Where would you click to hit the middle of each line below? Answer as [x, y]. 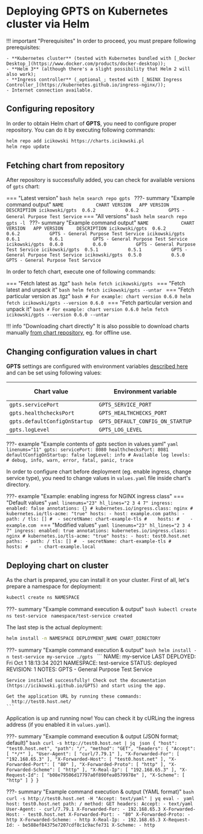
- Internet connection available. [50, 90]
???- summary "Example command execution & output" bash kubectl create [101, 609]
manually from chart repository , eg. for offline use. [69, 333]
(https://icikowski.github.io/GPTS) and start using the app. [86, 686]
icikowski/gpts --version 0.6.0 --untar [58, 315]
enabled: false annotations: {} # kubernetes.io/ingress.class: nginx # [100, 509]
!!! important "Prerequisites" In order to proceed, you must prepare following [101, 41]
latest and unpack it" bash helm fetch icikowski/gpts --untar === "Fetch [100, 290]
